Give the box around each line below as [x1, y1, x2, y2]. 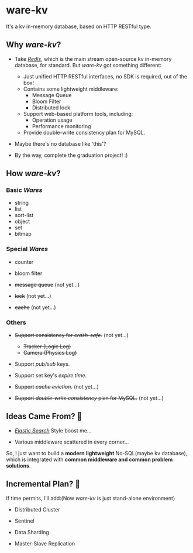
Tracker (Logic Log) [23, 343, 71, 350]
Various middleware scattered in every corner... [14, 438, 129, 445]
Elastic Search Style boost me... [14, 427, 92, 434]
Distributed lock [32, 104, 71, 111]
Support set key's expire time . [14, 372, 87, 379]
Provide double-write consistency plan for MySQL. [23, 129, 146, 136]
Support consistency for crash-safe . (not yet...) [14, 332, 129, 339]
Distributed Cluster [14, 506, 60, 513]
